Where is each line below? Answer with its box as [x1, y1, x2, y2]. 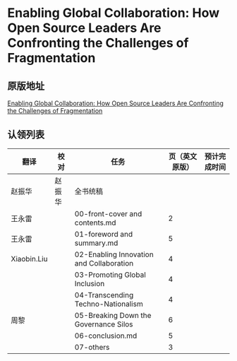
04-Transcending [74, 290, 134, 300]
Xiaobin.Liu [11, 254, 48, 264]
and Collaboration [74, 258, 134, 268]
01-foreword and [74, 229, 133, 239]
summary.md [74, 238, 119, 248]
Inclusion [74, 278, 105, 288]
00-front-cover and [74, 208, 142, 218]
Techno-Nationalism [74, 299, 143, 309]
